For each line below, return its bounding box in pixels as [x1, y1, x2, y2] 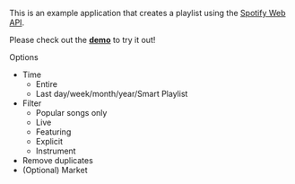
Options [9, 52, 39, 62]
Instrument [35, 145, 76, 156]
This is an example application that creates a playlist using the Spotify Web [9, 8, 286, 18]
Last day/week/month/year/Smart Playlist [35, 89, 188, 99]
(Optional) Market [22, 165, 88, 175]
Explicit [35, 136, 63, 146]
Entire [35, 79, 58, 89]
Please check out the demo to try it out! [9, 35, 156, 45]
